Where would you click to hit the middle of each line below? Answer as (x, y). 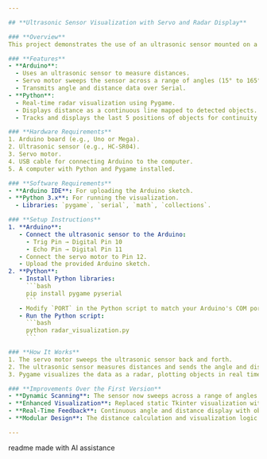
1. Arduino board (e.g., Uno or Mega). (74, 140)
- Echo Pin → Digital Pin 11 (74, 249)
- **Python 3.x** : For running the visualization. (94, 198)
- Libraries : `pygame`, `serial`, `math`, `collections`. (114, 206)
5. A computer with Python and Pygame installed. (92, 169)
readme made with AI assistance (62, 447)
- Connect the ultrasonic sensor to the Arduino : (103, 234)
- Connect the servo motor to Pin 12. (83, 256)
